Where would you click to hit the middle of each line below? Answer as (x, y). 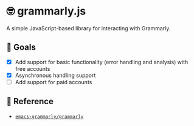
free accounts (33, 68)
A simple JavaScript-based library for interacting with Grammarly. (88, 28)
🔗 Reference (30, 101)
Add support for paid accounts (54, 82)
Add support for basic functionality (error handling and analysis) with (102, 62)
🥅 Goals (21, 48)
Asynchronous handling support (55, 75)
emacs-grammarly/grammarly (49, 116)
